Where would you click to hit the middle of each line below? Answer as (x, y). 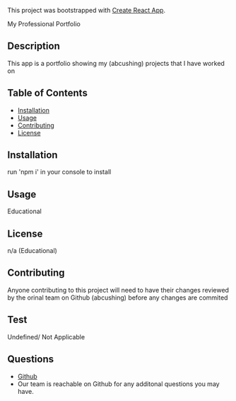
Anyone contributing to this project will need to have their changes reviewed (118, 290)
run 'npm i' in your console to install (59, 172)
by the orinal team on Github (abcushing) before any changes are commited (118, 298)
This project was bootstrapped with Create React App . (87, 10)
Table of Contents (48, 93)
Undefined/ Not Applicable (46, 337)
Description (34, 46)
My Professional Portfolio (44, 24)
